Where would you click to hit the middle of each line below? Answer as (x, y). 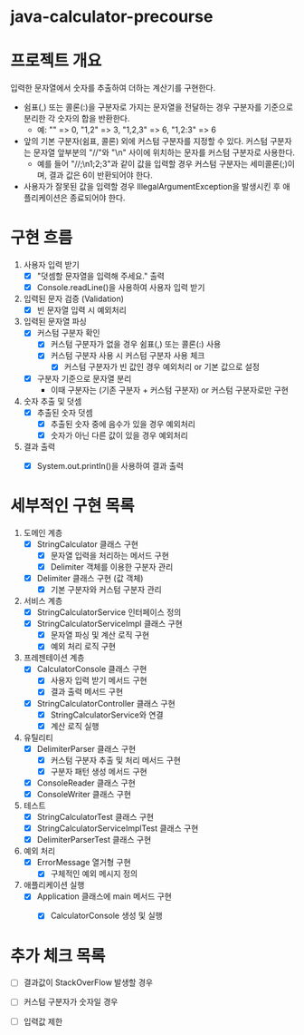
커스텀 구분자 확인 (68, 333)
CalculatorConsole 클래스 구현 (92, 669)
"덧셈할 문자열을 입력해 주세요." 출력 (101, 276)
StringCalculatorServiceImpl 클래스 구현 (110, 624)
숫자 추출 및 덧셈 (52, 401)
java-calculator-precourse (112, 17)
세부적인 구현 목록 (72, 506)
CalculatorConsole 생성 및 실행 (106, 916)
